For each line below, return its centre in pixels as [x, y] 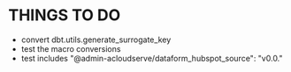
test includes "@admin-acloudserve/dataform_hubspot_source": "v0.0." [152, 58]
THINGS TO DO [65, 15]
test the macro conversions [71, 48]
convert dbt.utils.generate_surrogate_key [96, 40]
